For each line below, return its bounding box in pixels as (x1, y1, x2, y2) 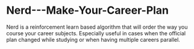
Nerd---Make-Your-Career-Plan (6, 4, 169, 17)
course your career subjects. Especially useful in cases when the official (6, 29, 186, 36)
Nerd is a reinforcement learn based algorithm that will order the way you (6, 23, 188, 30)
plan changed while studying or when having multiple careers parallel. (6, 36, 181, 43)
